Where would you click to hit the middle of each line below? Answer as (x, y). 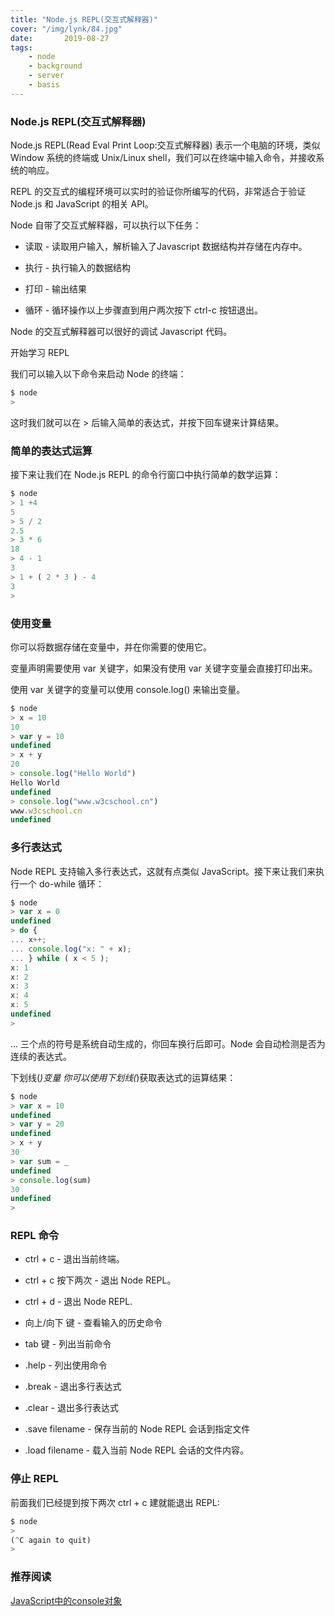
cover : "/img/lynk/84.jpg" (66, 29)
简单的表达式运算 (51, 451)
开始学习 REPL (40, 353)
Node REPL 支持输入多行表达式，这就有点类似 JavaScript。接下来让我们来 (163, 871)
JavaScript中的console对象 (66, 1600)
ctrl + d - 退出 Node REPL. (78, 1302)
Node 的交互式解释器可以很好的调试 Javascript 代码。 (121, 332)
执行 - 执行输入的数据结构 (78, 268)
